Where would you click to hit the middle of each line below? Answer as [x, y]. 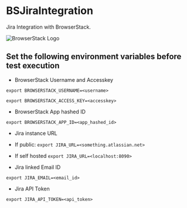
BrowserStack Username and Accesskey [64, 79]
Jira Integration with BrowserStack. [48, 27]
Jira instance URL [36, 133]
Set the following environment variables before [94, 57]
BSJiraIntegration [50, 11]
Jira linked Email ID [38, 167]
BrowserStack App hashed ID [50, 112]
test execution [33, 66]
